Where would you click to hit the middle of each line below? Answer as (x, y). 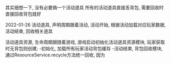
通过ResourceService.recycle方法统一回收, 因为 (55, 55)
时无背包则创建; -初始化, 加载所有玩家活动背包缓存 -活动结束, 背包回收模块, (84, 48)
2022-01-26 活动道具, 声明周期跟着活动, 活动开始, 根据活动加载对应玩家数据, (86, 25)
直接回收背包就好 (23, 14)
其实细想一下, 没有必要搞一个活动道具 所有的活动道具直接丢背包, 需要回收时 (84, 7)
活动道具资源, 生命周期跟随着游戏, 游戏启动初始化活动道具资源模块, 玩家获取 (85, 42)
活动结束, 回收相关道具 (29, 31)
